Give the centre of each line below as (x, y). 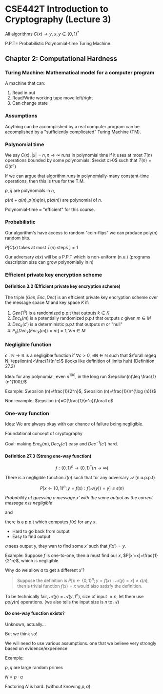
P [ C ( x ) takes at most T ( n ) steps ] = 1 (42, 247)
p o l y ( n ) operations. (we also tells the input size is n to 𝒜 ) (62, 602)
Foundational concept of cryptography (44, 434)
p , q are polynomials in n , (30, 190)
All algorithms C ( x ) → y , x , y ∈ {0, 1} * (42, 33)
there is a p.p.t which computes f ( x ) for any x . (51, 522)
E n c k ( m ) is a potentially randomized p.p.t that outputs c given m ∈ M (81, 318)
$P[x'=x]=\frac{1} (140, 555)
